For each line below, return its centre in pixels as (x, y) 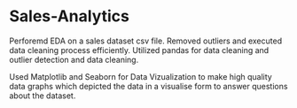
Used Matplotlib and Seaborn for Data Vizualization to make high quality (141, 76)
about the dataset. (43, 96)
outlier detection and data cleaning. (74, 59)
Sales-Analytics (70, 16)
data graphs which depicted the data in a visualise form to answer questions (148, 86)
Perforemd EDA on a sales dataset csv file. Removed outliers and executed (145, 41)
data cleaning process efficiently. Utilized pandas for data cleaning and (139, 50)
